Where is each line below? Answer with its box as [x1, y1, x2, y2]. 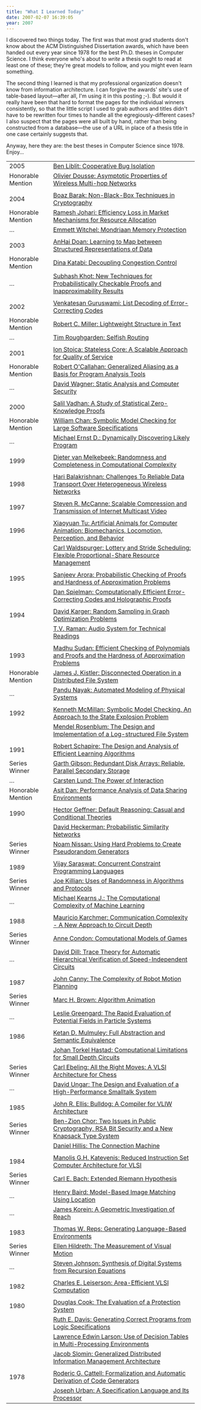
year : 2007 [6, 20, 33, 26]
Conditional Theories [53, 813, 112, 821]
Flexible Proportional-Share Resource [53, 551, 160, 560]
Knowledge [53, 407, 86, 415]
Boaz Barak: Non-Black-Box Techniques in [53, 191, 175, 199]
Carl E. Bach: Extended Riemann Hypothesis [53, 1175, 177, 1183]
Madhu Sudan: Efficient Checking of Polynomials [53, 644, 190, 653]
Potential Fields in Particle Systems [53, 1017, 151, 1025]
